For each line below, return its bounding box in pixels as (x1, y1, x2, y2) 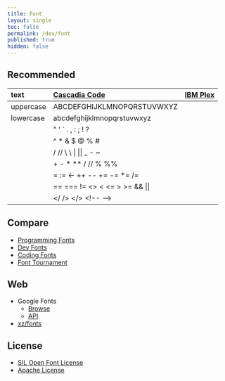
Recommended (7, 69, 76, 81)
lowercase (11, 113, 46, 123)
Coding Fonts (17, 250, 57, 259)
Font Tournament (17, 258, 68, 266)
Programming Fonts (17, 235, 75, 244)
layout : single (7, 17, 52, 24)
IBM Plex (184, 89, 215, 99)
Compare (7, 217, 49, 229)
